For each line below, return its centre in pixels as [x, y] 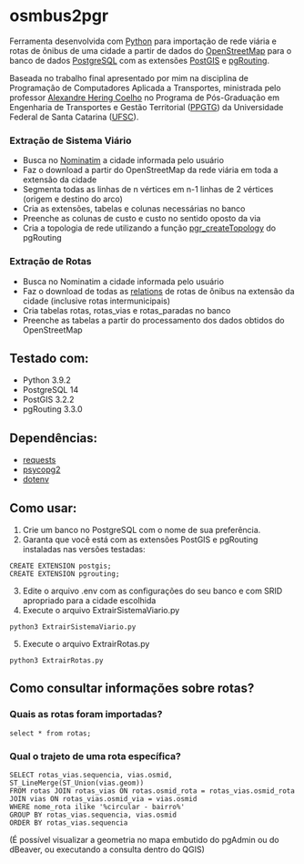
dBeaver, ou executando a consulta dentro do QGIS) [107, 849]
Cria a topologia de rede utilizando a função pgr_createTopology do [149, 228]
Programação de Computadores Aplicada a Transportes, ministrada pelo [145, 87]
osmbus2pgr [59, 16]
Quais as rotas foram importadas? [86, 715]
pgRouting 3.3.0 [53, 409]
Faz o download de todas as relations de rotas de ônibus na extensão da [158, 291]
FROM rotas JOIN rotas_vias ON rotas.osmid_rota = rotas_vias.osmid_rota [152, 791]
